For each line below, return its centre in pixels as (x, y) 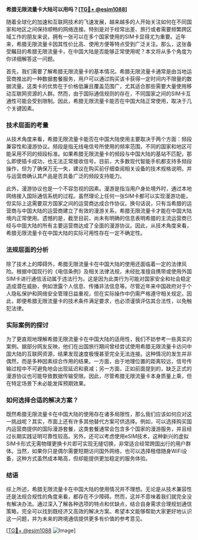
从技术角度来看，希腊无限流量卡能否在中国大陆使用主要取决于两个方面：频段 (99, 139)
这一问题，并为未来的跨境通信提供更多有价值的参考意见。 (76, 519)
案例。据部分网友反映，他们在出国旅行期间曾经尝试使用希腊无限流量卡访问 (96, 346)
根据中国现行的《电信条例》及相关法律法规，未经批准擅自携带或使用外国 (104, 271)
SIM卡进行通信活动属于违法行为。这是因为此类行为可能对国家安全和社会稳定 (99, 279)
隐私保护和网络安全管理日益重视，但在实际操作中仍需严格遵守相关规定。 (99, 293)
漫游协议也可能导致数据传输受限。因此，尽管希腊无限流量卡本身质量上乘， (96, 376)
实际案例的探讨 (27, 325)
